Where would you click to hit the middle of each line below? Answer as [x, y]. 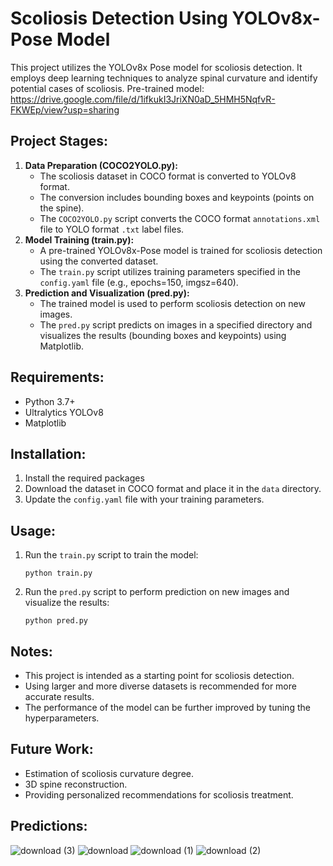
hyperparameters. [62, 718]
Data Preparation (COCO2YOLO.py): [101, 165]
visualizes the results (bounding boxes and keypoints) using [163, 335]
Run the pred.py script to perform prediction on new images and [157, 592]
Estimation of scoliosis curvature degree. [109, 773]
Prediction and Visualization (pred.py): [107, 293]
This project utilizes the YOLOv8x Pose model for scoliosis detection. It [156, 67]
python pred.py [56, 621]
